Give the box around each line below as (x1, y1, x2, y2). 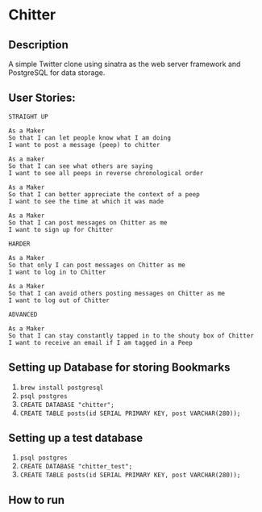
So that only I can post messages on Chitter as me (8, 261, 185, 269)
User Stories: (8, 91, 76, 105)
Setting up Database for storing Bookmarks (8, 361, 231, 375)
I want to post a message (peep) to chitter (8, 141, 160, 149)
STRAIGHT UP (8, 112, 48, 120)
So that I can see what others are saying (8, 162, 153, 170)
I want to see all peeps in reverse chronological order (8, 169, 204, 177)
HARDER (8, 240, 31, 248)
